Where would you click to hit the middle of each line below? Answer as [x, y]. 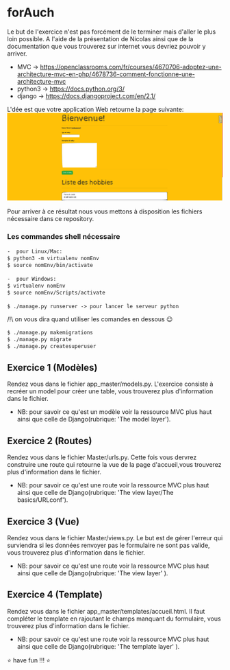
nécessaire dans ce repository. [51, 219]
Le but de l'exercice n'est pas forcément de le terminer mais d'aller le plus [112, 32]
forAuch [31, 13]
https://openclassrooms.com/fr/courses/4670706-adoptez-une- [131, 67]
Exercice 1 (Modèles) [52, 368]
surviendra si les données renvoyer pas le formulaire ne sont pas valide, [108, 545]
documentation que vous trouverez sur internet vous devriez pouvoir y [106, 46]
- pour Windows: [32, 279]
